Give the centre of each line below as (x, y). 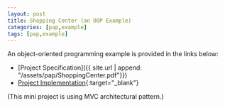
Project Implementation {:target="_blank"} (78, 83)
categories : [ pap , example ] (47, 27)
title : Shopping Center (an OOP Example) (70, 21)
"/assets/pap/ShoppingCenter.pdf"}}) (72, 75)
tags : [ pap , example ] (38, 34)
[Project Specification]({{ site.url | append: (79, 67)
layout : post (27, 14)
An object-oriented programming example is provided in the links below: (113, 54)
